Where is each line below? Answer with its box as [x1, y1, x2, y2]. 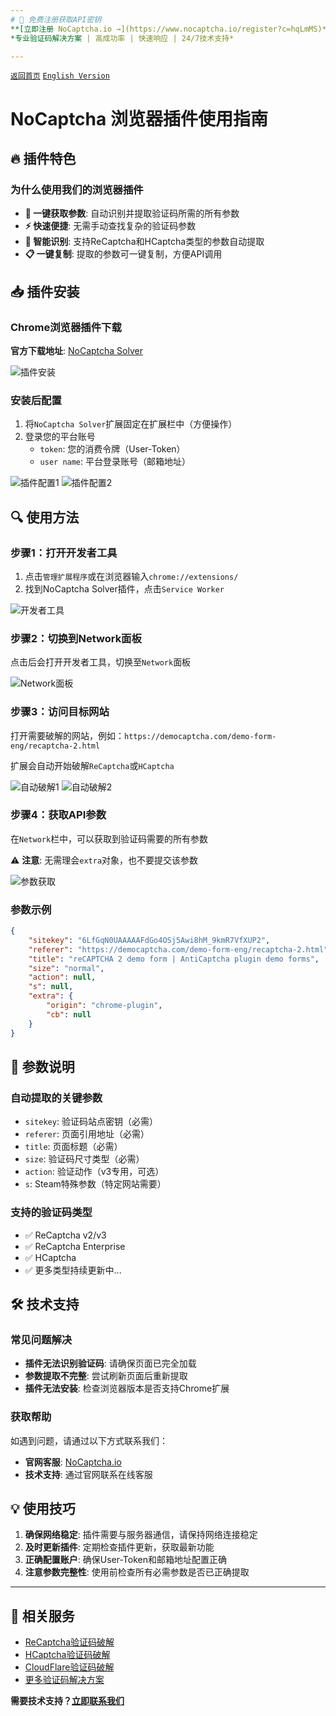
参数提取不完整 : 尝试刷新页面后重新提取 [24, 1370, 188, 1382]
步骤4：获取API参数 [10, 808, 107, 822]
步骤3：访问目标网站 [10, 705, 110, 719]
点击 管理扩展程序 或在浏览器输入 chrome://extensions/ [24, 570, 239, 582]
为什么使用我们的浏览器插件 [10, 182, 144, 196]
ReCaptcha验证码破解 [24, 1636, 115, 1648]
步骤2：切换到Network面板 [10, 631, 142, 645]
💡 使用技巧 [10, 1500, 76, 1517]
